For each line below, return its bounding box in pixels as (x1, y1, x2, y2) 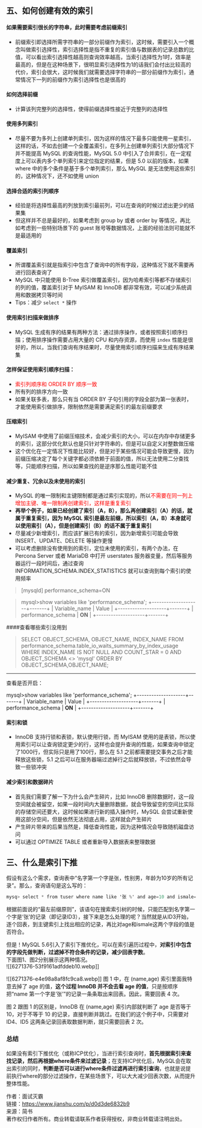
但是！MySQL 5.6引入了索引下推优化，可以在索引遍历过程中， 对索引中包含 (6, 941, 192, 949)
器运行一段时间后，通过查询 (14, 559, 84, 567)
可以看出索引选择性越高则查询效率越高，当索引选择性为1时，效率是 (25, 53, 191, 60)
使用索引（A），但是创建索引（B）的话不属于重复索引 (20, 522, 152, 529)
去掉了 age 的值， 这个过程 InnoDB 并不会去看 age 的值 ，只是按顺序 (11, 983, 179, 990)
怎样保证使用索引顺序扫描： (6, 366, 75, 373)
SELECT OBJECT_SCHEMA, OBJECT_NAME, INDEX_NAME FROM (20, 636, 185, 643)
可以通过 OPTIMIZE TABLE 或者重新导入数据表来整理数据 (14, 838, 156, 845)
